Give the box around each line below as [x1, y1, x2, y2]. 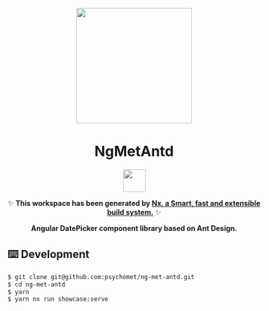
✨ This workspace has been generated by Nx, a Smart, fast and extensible [7, 198, 261, 208]
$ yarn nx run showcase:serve [7, 295, 109, 304]
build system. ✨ [107, 207, 161, 216]
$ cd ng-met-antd [7, 281, 66, 289]
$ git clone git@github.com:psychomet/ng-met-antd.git [7, 273, 195, 281]
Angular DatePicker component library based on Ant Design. [31, 223, 238, 232]
